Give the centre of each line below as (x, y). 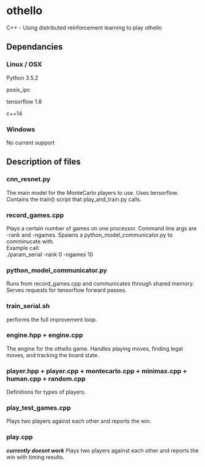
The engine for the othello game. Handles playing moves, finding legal (95, 348)
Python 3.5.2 (22, 78)
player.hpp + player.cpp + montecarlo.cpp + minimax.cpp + (97, 371)
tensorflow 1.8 (24, 101)
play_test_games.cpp (39, 408)
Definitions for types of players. (46, 392)
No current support (31, 142)
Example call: (23, 248)
